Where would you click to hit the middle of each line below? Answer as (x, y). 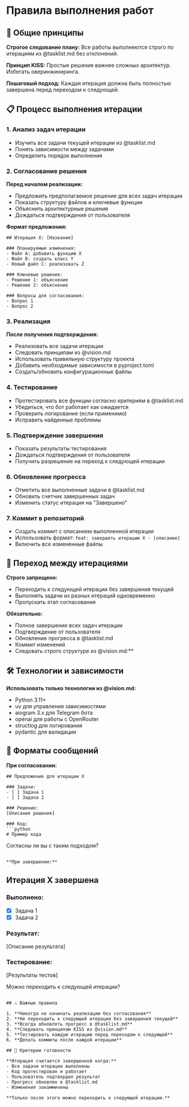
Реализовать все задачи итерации (59, 346)
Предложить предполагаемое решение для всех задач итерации (99, 196)
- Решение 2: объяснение (37, 285)
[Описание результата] (36, 947)
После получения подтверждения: (52, 334)
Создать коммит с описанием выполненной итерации (84, 531)
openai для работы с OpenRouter (57, 719)
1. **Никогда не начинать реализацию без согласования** (79, 1014)
